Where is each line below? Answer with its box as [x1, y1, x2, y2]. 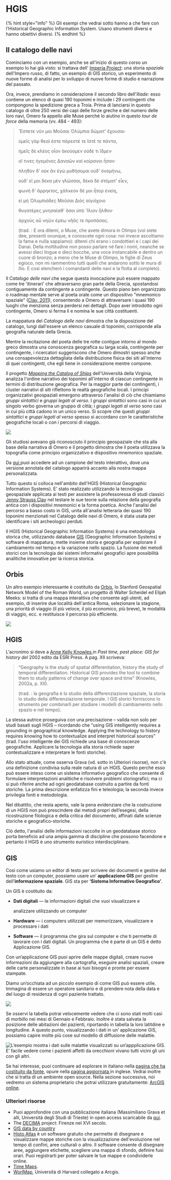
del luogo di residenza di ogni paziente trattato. [6, 991, 105, 997]
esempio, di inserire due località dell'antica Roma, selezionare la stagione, [6, 600, 161, 606]
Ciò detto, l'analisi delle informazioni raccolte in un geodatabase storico [6, 828, 156, 834]
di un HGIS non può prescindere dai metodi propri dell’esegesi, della [6, 807, 149, 814]
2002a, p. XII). [18, 681, 49, 687]
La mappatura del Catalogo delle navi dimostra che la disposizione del [6, 318, 154, 324]
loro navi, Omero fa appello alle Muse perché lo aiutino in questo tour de [6, 113, 157, 119]
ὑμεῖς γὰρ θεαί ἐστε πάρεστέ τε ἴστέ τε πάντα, [18, 138, 118, 144]
